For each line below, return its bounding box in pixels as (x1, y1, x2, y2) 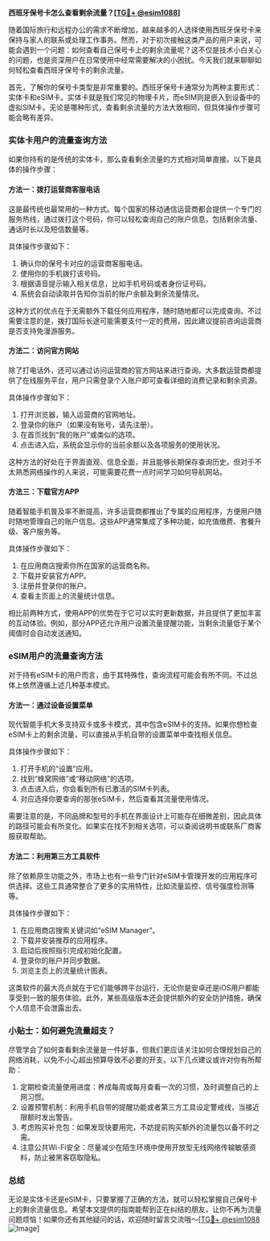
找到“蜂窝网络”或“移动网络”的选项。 (19, 774, 139, 784)
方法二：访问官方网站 (8, 346, 79, 355)
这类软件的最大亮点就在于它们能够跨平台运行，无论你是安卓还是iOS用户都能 (8, 982, 260, 992)
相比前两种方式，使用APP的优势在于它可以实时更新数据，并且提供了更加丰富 (8, 608, 262, 617)
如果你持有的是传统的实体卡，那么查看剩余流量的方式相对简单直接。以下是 (8, 155, 255, 164)
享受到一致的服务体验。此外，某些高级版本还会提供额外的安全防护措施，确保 (8, 993, 262, 1002)
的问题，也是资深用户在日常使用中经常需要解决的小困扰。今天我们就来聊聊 (8, 56, 255, 64)
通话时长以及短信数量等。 (8, 224, 93, 234)
